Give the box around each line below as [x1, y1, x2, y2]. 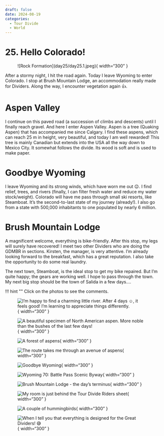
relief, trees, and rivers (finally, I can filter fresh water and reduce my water [5, 188, 157, 194]
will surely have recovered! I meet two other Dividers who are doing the [5, 243, 150, 249]
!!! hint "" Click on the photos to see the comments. [5, 288, 109, 294]
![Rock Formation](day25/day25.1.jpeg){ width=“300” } [17, 63, 128, 69]
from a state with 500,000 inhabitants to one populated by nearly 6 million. [5, 204, 157, 210]
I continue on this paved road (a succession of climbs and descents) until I [5, 119, 156, 125]
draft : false [5, 7, 32, 12]
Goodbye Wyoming [5, 167, 86, 179]
